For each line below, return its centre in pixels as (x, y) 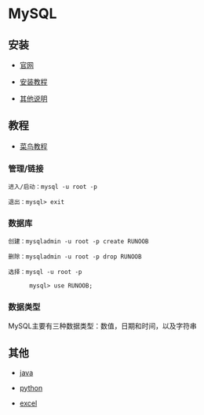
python (31, 387)
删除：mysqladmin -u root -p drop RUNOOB (75, 257)
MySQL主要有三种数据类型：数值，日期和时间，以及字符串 (103, 326)
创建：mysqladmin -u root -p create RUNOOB (78, 242)
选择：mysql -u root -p (45, 272)
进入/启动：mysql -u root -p (53, 187)
